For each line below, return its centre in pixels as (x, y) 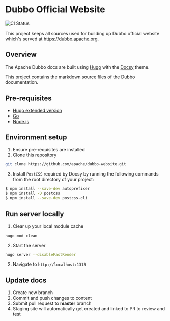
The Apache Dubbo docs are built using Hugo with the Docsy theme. (77, 67)
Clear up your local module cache (48, 226)
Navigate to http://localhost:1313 (49, 264)
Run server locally (35, 214)
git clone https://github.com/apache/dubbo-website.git (66, 164)
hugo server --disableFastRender (41, 255)
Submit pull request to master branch (52, 303)
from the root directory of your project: (53, 180)
